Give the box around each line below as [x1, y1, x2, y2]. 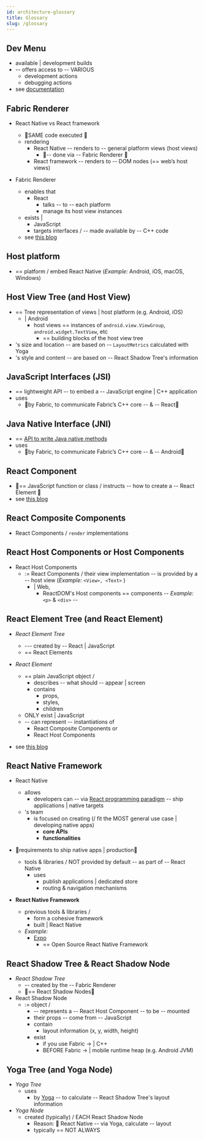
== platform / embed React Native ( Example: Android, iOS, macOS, [15, 268, 184, 275]
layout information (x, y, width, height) [42, 1027, 139, 1034]
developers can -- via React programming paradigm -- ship [33, 796, 184, 803]
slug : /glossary [6, 20, 48, 26]
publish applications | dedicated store [42, 878, 138, 885]
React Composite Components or [33, 724, 118, 732]
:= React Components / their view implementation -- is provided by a [24, 570, 198, 577]
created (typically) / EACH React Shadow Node [24, 1113, 143, 1120]
